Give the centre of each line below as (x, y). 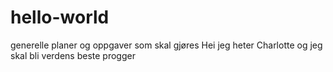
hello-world (60, 17)
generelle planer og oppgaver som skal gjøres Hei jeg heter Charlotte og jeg (166, 45)
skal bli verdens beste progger (73, 55)
